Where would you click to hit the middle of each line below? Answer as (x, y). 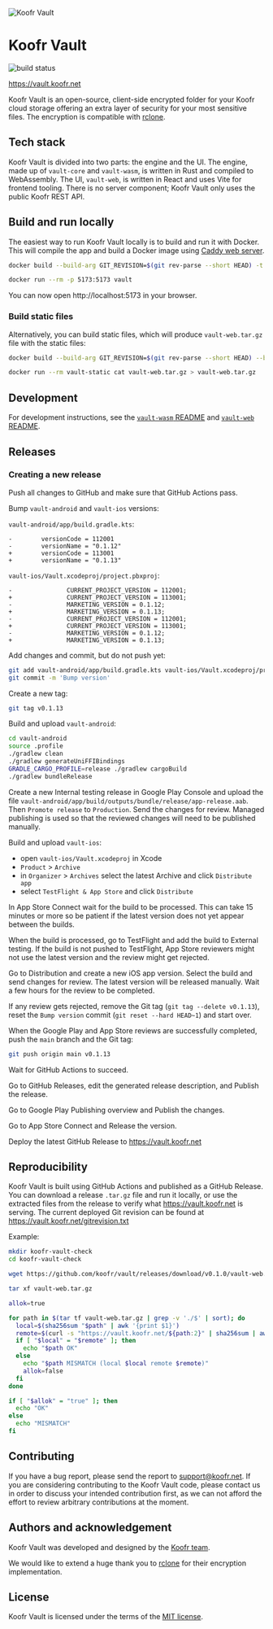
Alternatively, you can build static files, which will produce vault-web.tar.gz (136, 334)
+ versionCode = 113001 (61, 553)
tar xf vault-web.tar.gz (50, 1289)
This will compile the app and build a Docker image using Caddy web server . (136, 250)
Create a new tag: (38, 693)
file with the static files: (48, 343)
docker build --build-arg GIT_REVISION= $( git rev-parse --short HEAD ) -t (136, 265)
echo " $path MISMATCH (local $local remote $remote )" (116, 1364)
